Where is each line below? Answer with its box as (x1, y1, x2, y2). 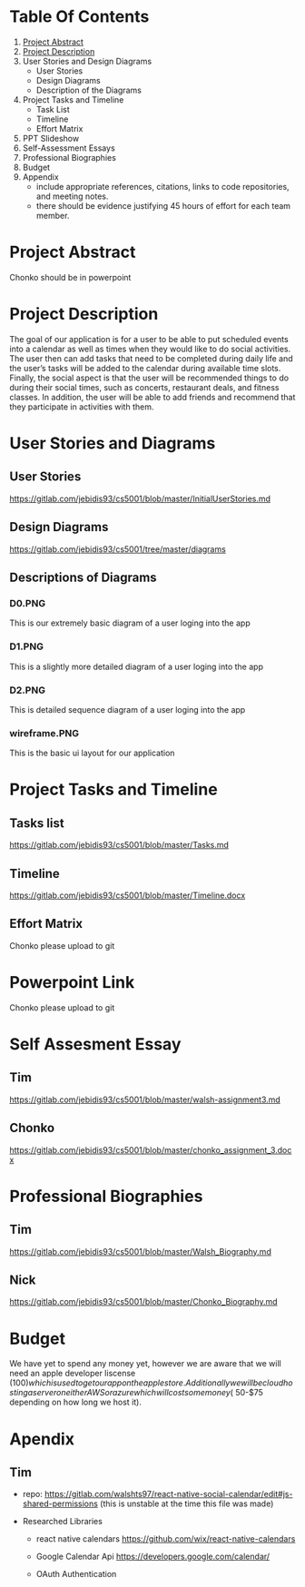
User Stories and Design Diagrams (22, 55, 152, 66)
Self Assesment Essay (9, 1033, 182, 1054)
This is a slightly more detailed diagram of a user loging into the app (9, 661, 263, 672)
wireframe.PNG (9, 726, 80, 739)
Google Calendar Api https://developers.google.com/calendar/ (35, 1551, 271, 1562)
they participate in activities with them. (9, 401, 154, 412)
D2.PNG (9, 684, 45, 696)
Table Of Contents (9, 6, 150, 27)
